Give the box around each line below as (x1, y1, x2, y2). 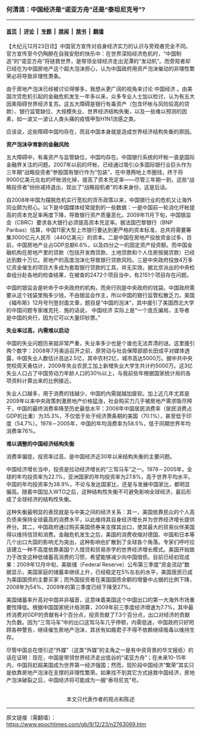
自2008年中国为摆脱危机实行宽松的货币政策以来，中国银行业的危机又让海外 (6, 196, 193, 203)
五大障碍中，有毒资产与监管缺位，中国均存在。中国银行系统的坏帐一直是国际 (6, 153, 195, 160)
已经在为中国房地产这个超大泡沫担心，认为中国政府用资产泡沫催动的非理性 (6, 65, 190, 72)
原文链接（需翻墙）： (6, 714, 56, 721)
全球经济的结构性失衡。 (16, 495, 75, 502)
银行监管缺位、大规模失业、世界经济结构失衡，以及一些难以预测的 (19, 107, 182, 115)
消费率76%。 (6, 427, 39, 435)
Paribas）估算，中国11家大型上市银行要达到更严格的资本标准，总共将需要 (6, 226, 187, 233)
